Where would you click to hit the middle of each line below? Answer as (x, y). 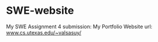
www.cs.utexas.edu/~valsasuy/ (44, 32)
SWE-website (40, 11)
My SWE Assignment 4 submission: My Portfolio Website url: (79, 26)
